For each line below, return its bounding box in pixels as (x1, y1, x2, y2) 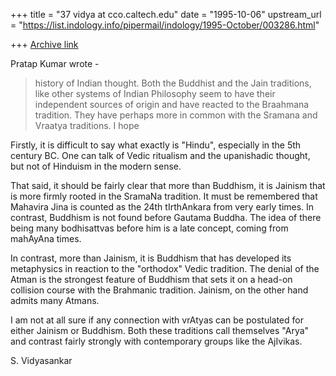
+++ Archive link (10, 39, 79, 50)
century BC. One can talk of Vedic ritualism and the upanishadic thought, (10, 150, 311, 161)
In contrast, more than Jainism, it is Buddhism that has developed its (10, 252, 292, 264)
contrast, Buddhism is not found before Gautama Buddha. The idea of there (10, 212, 322, 223)
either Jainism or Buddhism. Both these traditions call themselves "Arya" (10, 325, 310, 336)
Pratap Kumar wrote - (10, 58, 100, 69)
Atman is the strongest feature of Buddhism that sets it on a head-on (10, 274, 293, 285)
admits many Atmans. (10, 295, 100, 306)
